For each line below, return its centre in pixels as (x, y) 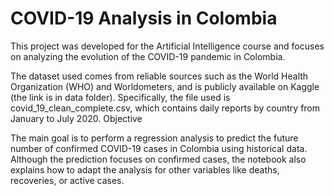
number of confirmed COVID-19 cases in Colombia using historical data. (159, 148)
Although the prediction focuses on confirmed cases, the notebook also (158, 159)
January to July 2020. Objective (76, 118)
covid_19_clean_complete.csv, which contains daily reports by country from (165, 108)
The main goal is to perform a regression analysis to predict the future (154, 138)
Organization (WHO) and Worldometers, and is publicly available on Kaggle (165, 86)
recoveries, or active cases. (67, 180)
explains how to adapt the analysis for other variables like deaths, (145, 169)
